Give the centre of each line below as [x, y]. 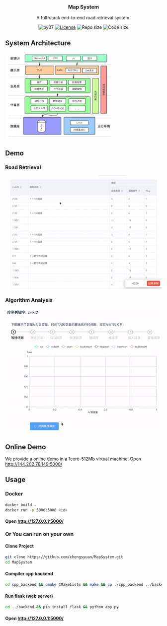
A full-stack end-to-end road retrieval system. [83, 18]
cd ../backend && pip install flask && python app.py [62, 607]
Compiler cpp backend [29, 573]
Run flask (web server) [29, 596]
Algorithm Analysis [29, 300]
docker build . [21, 505]
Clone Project [19, 546]
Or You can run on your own [39, 534]
